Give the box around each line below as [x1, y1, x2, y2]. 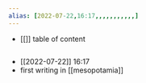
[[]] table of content [19, 34, 86, 44]
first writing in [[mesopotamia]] [19, 65, 123, 75]
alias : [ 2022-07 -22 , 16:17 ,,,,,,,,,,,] [8, 11, 139, 20]
